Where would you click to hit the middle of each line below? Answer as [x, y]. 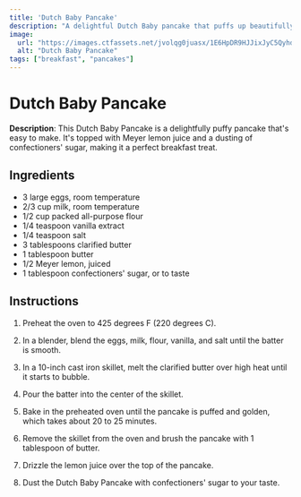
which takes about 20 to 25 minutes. [90, 421]
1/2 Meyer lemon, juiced [66, 263]
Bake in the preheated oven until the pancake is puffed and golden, [146, 411]
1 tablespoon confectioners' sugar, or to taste [106, 273]
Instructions [44, 301]
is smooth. [41, 349]
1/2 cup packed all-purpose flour [82, 216]
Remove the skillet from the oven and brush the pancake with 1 [138, 438]
